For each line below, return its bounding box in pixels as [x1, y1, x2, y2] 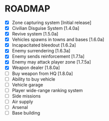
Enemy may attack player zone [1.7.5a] [11, 59, 91, 65]
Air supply [11, 98, 33, 104]
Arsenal [11, 104, 28, 110]
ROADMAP [4, 3, 50, 14]
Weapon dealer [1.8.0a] [11, 64, 60, 70]
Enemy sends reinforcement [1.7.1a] [11, 53, 84, 59]
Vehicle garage [11, 81, 43, 87]
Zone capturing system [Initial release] [11, 19, 91, 25]
